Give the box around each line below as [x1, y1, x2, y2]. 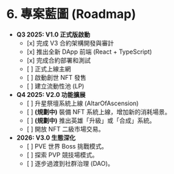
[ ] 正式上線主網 [26, 65, 72, 73]
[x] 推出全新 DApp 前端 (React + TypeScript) [26, 47, 153, 56]
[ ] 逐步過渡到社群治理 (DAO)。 [26, 159, 114, 167]
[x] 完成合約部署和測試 [26, 56, 91, 64]
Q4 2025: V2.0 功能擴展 [16, 90, 86, 98]
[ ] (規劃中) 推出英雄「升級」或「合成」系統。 [26, 116, 156, 124]
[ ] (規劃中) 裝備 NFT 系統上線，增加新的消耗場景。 [26, 107, 171, 116]
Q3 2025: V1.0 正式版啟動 [16, 30, 91, 39]
